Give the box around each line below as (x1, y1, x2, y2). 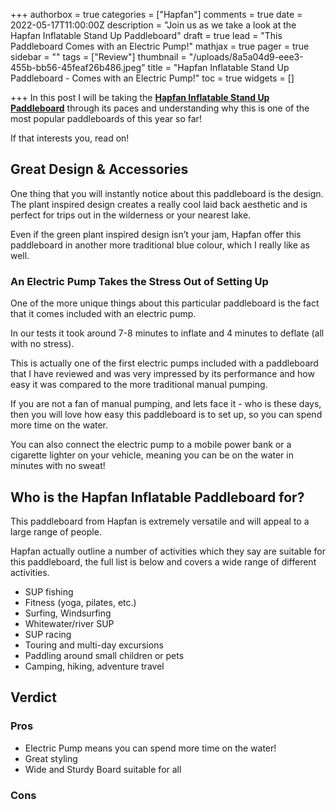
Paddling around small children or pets (24, 649, 185, 661)
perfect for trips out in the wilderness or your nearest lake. (10, 209, 252, 221)
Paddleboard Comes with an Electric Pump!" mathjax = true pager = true (10, 40, 310, 52)
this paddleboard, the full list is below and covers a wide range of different (10, 555, 317, 568)
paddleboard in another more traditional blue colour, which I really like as (10, 239, 310, 251)
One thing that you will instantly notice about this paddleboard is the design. (10, 187, 324, 199)
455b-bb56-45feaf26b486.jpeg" (10, 62, 146, 73)
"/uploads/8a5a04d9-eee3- (188, 51, 304, 63)
